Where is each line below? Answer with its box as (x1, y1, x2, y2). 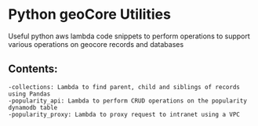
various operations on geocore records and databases (8, 39, 184, 49)
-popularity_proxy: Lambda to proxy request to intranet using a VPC (8, 110, 241, 118)
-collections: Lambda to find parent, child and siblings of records (8, 83, 241, 91)
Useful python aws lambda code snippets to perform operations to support (8, 31, 251, 41)
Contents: (8, 63, 58, 76)
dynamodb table (8, 103, 58, 111)
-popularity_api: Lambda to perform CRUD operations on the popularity (8, 96, 247, 105)
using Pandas (8, 90, 51, 98)
